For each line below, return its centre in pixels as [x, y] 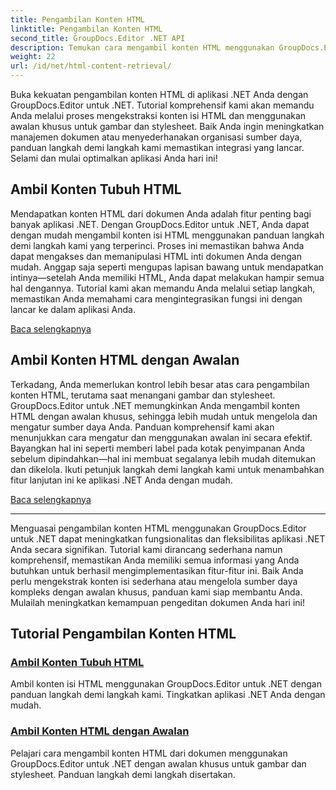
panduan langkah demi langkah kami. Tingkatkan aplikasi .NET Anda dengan [168, 695]
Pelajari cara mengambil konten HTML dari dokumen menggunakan [149, 753]
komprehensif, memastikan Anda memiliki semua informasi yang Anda [155, 560]
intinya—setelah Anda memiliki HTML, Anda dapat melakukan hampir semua [167, 277]
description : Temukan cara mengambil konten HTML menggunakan [142, 47]
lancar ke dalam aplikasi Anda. [73, 309]
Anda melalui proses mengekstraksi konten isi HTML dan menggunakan [158, 115]
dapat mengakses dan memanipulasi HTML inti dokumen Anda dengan [156, 256]
